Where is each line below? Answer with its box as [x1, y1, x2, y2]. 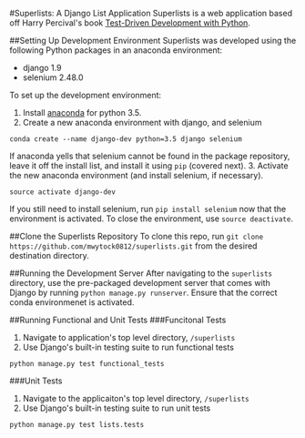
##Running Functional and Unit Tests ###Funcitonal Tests [9, 314, 227, 325]
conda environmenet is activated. [9, 297, 135, 308]
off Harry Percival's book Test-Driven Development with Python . [9, 17, 250, 28]
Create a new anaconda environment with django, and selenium [22, 117, 262, 127]
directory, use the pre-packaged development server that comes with [9, 278, 270, 288]
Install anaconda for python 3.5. [22, 107, 142, 117]
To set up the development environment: [9, 90, 162, 100]
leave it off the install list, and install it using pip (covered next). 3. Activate [9, 160, 289, 171]
